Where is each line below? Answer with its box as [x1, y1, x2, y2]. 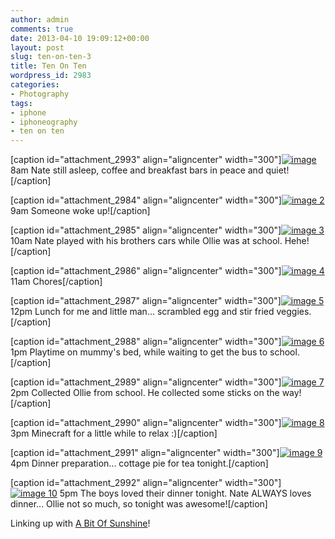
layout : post [10, 42, 65, 53]
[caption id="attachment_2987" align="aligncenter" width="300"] [10, 295, 282, 307]
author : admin [10, 14, 70, 25]
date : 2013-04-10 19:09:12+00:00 [10, 33, 150, 43]
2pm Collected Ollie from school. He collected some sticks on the [10, 387, 280, 399]
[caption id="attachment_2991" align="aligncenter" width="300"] [10, 447, 280, 459]
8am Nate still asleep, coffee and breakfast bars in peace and [10, 164, 264, 176]
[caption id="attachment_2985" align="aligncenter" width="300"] [10, 224, 282, 236]
